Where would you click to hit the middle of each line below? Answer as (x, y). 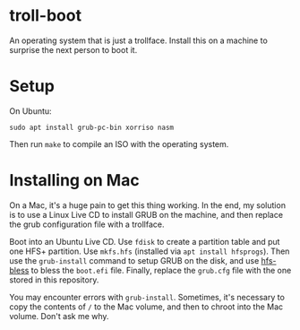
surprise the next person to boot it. (73, 49)
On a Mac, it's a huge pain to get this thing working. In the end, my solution (148, 205)
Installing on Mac (75, 181)
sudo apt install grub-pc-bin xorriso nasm (92, 127)
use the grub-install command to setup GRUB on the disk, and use (134, 260)
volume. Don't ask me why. (59, 316)
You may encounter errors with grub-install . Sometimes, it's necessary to (147, 297)
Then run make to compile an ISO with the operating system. (119, 143)
